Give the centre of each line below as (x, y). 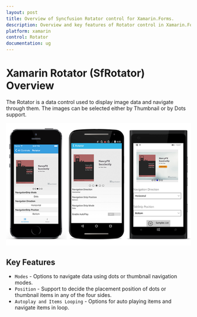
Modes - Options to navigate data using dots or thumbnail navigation (96, 276)
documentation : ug (28, 44)
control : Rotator (27, 37)
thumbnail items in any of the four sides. (63, 295)
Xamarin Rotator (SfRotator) (76, 73)
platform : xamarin (28, 31)
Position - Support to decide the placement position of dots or (90, 289)
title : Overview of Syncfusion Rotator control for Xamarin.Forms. (90, 19)
